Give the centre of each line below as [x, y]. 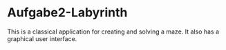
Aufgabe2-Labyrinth [67, 13]
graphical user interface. [42, 38]
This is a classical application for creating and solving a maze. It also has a [113, 32]
